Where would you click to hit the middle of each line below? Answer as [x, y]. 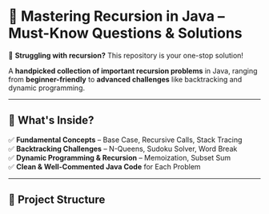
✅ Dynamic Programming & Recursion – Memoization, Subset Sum [120, 157]
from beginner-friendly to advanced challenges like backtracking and [125, 79]
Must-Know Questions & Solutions [125, 33]
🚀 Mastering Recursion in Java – [117, 16]
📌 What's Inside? [51, 120]
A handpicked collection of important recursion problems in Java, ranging [133, 70]
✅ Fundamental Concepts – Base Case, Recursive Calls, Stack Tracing [125, 140]
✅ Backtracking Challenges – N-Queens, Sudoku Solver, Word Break [123, 149]
